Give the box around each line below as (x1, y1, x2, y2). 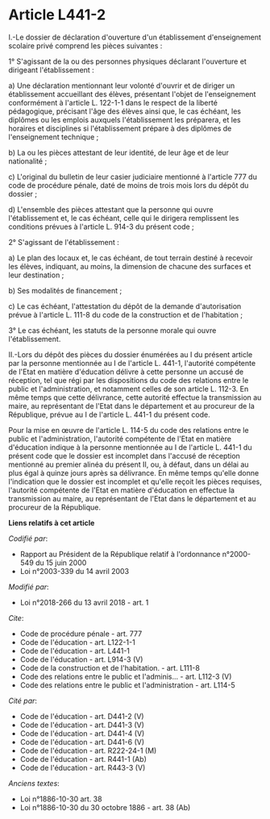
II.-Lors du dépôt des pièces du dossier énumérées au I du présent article (8, 349, 253, 360)
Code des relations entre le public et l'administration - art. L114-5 (19, 680, 235, 690)
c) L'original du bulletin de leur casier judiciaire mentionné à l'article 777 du (8, 172, 258, 181)
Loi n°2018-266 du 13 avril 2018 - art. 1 (19, 597, 149, 607)
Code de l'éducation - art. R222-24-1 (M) (19, 746, 157, 755)
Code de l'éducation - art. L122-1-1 (19, 637, 135, 646)
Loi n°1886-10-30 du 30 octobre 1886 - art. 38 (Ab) (19, 802, 191, 812)
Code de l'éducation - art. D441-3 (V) (19, 720, 145, 730)
